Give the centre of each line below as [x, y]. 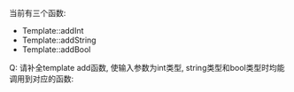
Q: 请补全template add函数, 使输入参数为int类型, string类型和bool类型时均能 [147, 68]
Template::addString [59, 40]
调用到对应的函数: [42, 79]
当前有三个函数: [38, 13]
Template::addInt [53, 31]
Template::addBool [56, 50]
